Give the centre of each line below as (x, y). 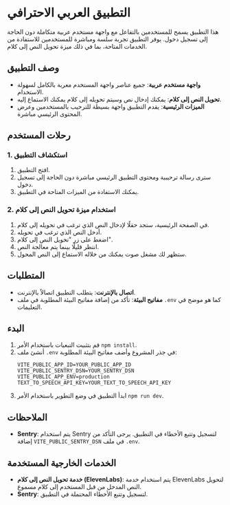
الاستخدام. (30, 92)
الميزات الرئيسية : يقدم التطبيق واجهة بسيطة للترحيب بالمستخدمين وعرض (111, 106)
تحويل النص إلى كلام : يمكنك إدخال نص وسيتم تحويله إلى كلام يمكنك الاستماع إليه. (119, 99)
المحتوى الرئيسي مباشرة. (49, 114)
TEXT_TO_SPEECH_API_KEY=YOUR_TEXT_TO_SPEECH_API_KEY (94, 383)
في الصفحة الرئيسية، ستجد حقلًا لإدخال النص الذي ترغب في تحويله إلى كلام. (113, 224)
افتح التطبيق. (33, 170)
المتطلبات (26, 276)
